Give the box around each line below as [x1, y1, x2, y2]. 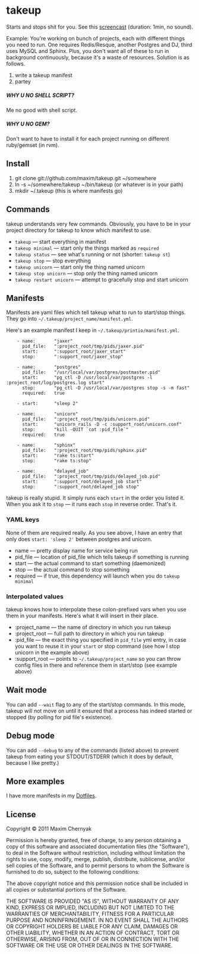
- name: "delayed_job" [17, 468, 89, 475]
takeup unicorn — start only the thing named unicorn [14, 263, 145, 271]
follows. [6, 60, 26, 67]
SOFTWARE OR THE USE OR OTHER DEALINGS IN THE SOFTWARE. [6, 942, 173, 949]
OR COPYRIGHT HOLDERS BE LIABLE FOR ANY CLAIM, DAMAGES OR [6, 923, 178, 930]
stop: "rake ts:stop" [21, 458, 92, 464]
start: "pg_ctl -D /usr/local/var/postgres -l [21, 375, 153, 381]
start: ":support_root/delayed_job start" [21, 479, 143, 485]
